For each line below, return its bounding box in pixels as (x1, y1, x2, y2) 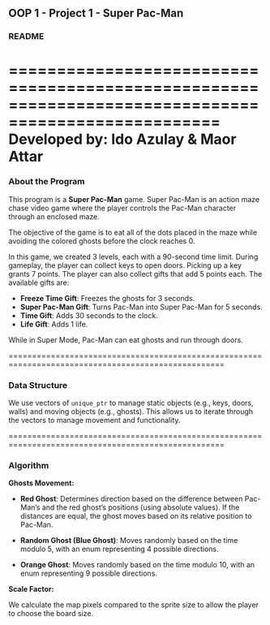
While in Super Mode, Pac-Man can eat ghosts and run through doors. (8, 334, 243, 344)
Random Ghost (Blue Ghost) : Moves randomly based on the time (19, 536, 238, 545)
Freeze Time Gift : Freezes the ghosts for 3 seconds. (19, 293, 195, 303)
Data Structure (8, 379, 68, 390)
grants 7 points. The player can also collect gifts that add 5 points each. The (8, 269, 263, 278)
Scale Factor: (8, 584, 54, 594)
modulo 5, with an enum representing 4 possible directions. (19, 544, 219, 554)
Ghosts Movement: (8, 478, 75, 488)
